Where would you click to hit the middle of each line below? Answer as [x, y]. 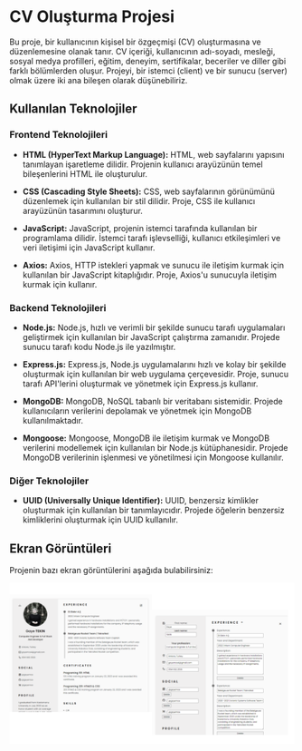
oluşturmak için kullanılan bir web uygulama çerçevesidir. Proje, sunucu [156, 374]
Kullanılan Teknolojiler [73, 109]
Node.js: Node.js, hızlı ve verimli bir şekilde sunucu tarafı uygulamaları [154, 327]
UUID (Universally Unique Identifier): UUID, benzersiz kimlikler [141, 501]
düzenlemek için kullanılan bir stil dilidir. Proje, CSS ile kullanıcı [139, 200]
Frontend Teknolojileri [59, 135]
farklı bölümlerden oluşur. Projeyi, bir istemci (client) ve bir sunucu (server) [148, 71]
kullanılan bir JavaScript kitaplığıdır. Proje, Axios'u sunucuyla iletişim [150, 275]
